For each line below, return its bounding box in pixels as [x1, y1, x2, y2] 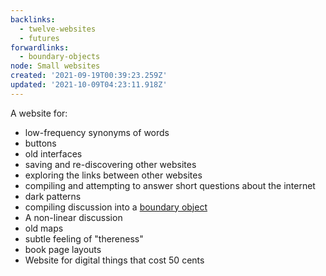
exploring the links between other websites [24, 169, 203, 181]
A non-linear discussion [24, 211, 123, 223]
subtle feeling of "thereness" [24, 232, 144, 245]
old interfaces [24, 147, 83, 160]
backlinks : [10, 14, 56, 25]
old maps [24, 222, 64, 234]
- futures [19, 33, 60, 43]
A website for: [10, 107, 68, 119]
